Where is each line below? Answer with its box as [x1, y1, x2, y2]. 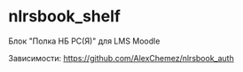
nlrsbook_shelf [8, 6, 121, 27]
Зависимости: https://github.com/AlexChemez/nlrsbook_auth [8, 52, 234, 63]
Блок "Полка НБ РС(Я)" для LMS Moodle [8, 36, 161, 46]
